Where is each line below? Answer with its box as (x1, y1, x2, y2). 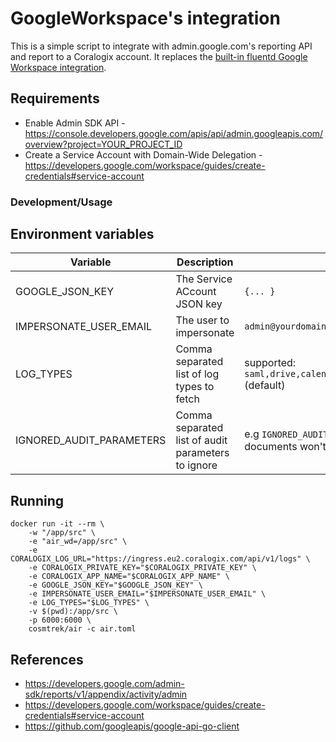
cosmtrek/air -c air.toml (28, 624, 137, 634)
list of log (175, 367, 220, 381)
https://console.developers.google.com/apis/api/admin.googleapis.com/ (24, 127, 324, 139)
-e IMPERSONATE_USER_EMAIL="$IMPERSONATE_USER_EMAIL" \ (28, 589, 267, 599)
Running (10, 492, 65, 509)
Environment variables (10, 226, 155, 243)
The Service (175, 272, 233, 286)
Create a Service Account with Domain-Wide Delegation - (24, 148, 263, 161)
